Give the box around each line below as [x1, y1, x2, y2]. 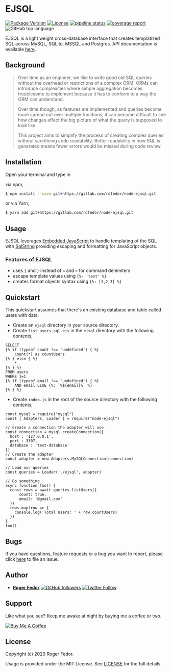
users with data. [5, 312, 39, 318]
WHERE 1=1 [5, 374, 27, 379]
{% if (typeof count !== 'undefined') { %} [5, 347, 100, 353]
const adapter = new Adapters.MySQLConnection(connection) [5, 456, 134, 462]
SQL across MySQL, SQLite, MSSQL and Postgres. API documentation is [5, 40, 157, 46]
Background [5, 61, 45, 69]
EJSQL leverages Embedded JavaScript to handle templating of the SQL [5, 238, 157, 244]
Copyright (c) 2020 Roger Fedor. [5, 651, 74, 657]
